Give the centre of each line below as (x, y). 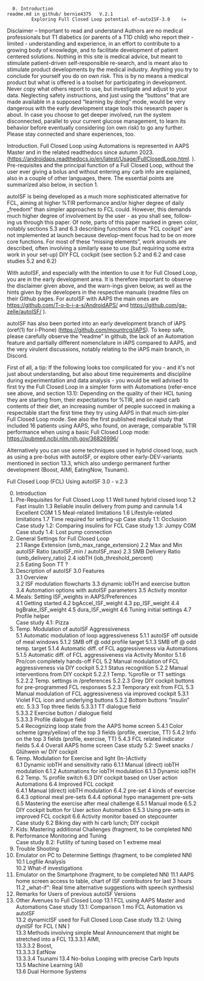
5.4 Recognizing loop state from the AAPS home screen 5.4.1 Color (99, 726)
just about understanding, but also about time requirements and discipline (99, 374)
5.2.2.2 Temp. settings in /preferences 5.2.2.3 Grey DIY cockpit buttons (105, 681)
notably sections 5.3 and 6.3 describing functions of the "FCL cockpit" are (100, 229)
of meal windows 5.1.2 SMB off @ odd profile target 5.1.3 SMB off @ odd (106, 642)
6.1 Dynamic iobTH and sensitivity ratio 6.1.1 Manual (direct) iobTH (97, 764)
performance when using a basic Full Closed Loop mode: (78, 432)
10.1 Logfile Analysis (41, 861)
